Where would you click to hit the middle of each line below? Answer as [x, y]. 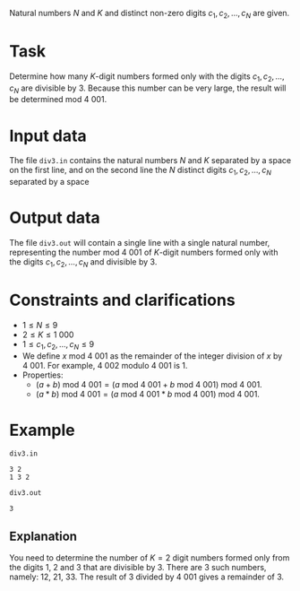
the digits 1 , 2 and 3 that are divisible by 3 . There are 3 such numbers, [138, 568]
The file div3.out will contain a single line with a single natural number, [140, 243]
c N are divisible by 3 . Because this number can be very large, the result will [148, 89]
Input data [48, 136]
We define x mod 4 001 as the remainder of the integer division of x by [152, 356]
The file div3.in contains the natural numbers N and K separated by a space [150, 161]
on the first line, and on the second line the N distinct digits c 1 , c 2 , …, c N [140, 171]
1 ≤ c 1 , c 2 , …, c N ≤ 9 [58, 345]
